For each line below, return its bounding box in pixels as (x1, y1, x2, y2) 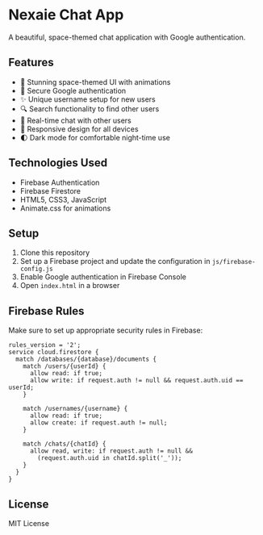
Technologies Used (8, 156, 107, 170)
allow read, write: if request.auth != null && (29, 447, 194, 455)
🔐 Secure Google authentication (19, 86, 127, 95)
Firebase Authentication (19, 178, 100, 187)
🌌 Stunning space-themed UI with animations (19, 77, 171, 86)
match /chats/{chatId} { (23, 440, 106, 449)
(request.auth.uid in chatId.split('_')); (37, 454, 182, 462)
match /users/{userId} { (23, 362, 106, 370)
